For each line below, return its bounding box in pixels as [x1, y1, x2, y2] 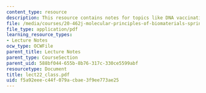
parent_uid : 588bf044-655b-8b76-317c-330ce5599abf [6, 60, 139, 66]
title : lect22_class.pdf [6, 72, 70, 78]
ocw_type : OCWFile [6, 43, 53, 50]
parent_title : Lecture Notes [6, 49, 81, 55]
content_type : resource [6, 9, 67, 15]
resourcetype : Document [6, 65, 67, 72]
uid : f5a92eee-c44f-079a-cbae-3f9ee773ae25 [6, 77, 120, 83]
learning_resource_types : [6, 32, 72, 38]
